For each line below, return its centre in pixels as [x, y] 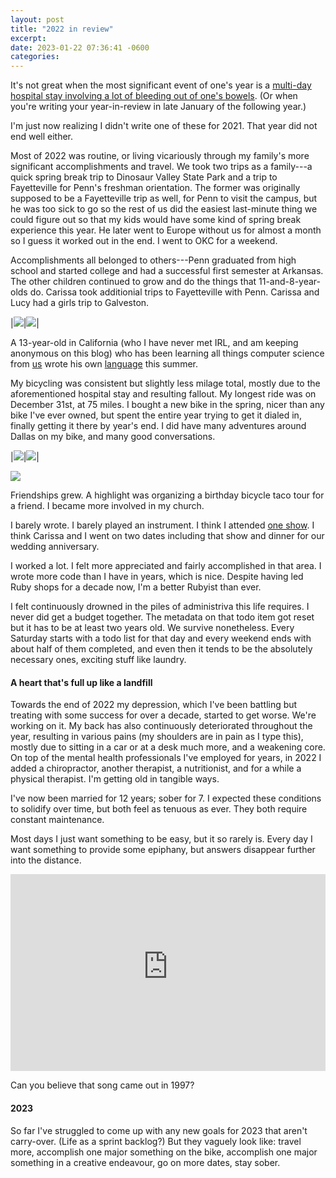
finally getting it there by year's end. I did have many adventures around [158, 426]
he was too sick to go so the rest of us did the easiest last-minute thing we [164, 209]
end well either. [42, 137]
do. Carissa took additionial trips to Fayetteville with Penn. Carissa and [174, 292]
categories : [35, 57]
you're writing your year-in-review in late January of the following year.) [158, 107]
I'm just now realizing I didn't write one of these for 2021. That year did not [164, 126]
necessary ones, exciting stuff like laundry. [98, 660]
